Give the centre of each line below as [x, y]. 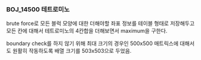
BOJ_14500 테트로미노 [38, 9]
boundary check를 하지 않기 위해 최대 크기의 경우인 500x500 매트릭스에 [93, 43]
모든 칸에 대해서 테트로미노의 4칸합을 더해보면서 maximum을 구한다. [87, 31]
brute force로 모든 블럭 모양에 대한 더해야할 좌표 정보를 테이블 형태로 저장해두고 [101, 23]
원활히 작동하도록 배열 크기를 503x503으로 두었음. [72, 51]
